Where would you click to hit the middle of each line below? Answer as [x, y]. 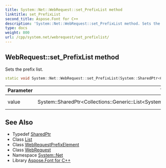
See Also [19, 122]
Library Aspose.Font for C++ [41, 161]
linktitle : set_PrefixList [33, 14]
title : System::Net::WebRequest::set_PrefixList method [64, 10]
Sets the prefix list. [24, 69]
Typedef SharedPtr [32, 134]
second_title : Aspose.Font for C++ [42, 19]
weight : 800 [17, 33]
